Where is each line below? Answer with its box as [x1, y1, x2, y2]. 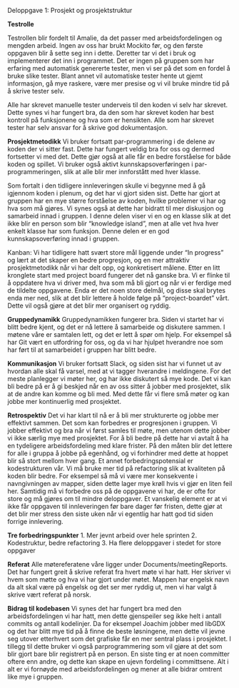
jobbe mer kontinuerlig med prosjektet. [7, 398, 121, 405]
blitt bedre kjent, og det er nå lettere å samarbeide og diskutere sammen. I [7, 323, 225, 331]
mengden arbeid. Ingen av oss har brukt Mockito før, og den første [7, 41, 203, 49]
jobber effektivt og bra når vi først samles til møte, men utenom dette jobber [7, 426, 230, 435]
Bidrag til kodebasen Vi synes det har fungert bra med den [7, 604, 182, 612]
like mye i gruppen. [7, 672, 64, 681]
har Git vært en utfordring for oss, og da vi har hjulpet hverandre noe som [7, 338, 223, 346]
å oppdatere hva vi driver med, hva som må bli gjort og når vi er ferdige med [7, 278, 232, 287]
